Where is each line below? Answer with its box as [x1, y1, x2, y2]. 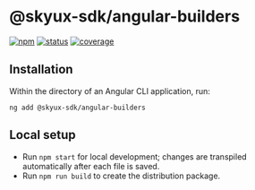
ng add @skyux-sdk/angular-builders [9, 103, 146, 112]
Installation [9, 62, 73, 77]
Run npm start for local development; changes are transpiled [21, 151, 248, 162]
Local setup [9, 127, 76, 142]
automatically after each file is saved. [21, 160, 160, 171]
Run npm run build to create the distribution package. [21, 170, 221, 181]
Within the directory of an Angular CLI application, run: [9, 85, 210, 96]
